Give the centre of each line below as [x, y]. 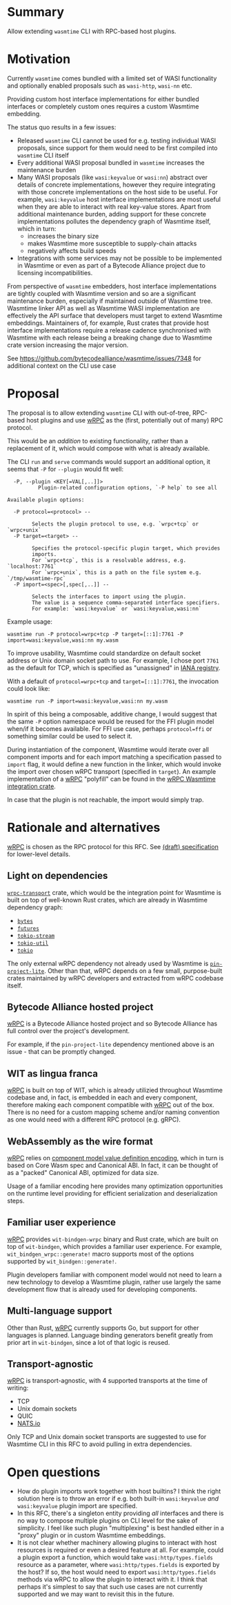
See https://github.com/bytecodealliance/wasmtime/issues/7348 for [104, 358]
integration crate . [32, 786]
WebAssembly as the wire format [80, 1141]
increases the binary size [63, 236]
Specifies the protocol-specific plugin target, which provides [126, 548]
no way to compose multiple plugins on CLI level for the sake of [107, 1521]
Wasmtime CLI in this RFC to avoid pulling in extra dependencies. [100, 1444]
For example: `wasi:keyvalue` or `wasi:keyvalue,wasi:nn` [117, 609]
